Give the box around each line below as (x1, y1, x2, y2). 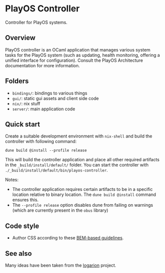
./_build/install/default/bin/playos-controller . (5, 167, 108, 173)
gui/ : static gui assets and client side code (12, 95, 99, 101)
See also (5, 249, 32, 258)
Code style (5, 222, 39, 230)
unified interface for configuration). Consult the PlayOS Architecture (5, 57, 143, 63)
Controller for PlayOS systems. (5, 19, 67, 25)
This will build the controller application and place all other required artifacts (5, 157, 160, 163)
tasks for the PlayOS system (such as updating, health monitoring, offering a (5, 52, 160, 58)
